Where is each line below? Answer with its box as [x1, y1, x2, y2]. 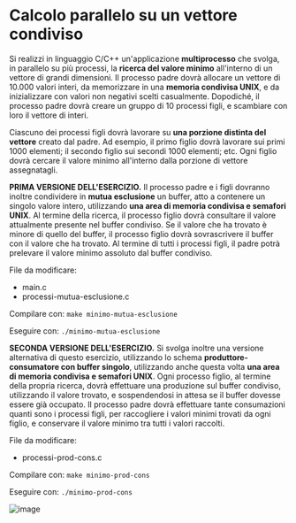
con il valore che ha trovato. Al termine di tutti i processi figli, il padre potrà [9, 238, 281, 249]
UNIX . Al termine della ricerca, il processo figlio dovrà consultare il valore [9, 210, 277, 220]
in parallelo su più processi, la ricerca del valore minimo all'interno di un [9, 63, 273, 73]
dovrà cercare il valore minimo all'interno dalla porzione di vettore [9, 155, 248, 165]
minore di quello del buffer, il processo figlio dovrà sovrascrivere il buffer [9, 228, 274, 239]
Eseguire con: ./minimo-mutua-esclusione [9, 325, 161, 336]
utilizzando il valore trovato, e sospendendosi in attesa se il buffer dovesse [9, 389, 281, 400]
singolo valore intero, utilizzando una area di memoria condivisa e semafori [9, 200, 287, 211]
